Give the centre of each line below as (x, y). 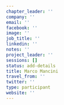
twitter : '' (20, 82)
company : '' (20, 17)
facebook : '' (22, 28)
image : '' (18, 33)
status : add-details (31, 66)
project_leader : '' (30, 55)
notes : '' (18, 50)
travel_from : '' (26, 76)
